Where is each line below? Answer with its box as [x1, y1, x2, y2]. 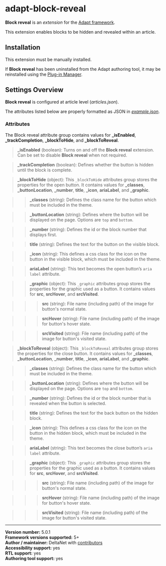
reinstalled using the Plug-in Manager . [5, 71, 83, 77]
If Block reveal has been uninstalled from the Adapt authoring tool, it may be [5, 66, 161, 72]
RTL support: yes [5, 550, 41, 556]
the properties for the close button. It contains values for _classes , [17, 350, 153, 357]
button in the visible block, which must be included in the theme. [29, 256, 161, 262]
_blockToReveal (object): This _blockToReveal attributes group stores [17, 345, 159, 351]
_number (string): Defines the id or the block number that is [29, 395, 152, 401]
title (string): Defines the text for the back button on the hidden [29, 410, 158, 416]
